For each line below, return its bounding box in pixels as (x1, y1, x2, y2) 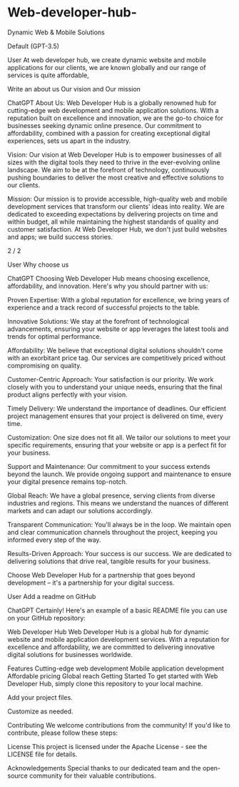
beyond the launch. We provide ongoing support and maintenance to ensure (7, 470, 232, 478)
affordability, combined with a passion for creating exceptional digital (7, 129, 210, 137)
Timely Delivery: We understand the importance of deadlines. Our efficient (7, 404, 226, 412)
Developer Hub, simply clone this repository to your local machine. (7, 679, 203, 688)
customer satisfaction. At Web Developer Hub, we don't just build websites (7, 224, 228, 233)
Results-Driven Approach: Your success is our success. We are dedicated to (7, 549, 232, 558)
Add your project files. (7, 693, 73, 701)
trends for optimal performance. (7, 332, 102, 340)
